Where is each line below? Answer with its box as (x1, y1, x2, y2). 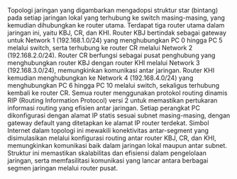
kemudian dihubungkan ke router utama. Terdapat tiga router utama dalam (7, 21, 225, 29)
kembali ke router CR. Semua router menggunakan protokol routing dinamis (7, 88, 228, 97)
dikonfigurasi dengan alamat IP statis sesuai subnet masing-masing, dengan (7, 111, 231, 120)
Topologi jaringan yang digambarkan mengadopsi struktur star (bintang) (7, 6, 219, 14)
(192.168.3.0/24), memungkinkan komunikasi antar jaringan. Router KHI (7, 67, 215, 74)
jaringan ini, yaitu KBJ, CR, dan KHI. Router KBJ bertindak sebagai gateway (7, 28, 227, 37)
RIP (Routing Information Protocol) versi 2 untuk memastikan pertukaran (7, 96, 218, 105)
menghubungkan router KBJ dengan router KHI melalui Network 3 (7, 59, 200, 67)
